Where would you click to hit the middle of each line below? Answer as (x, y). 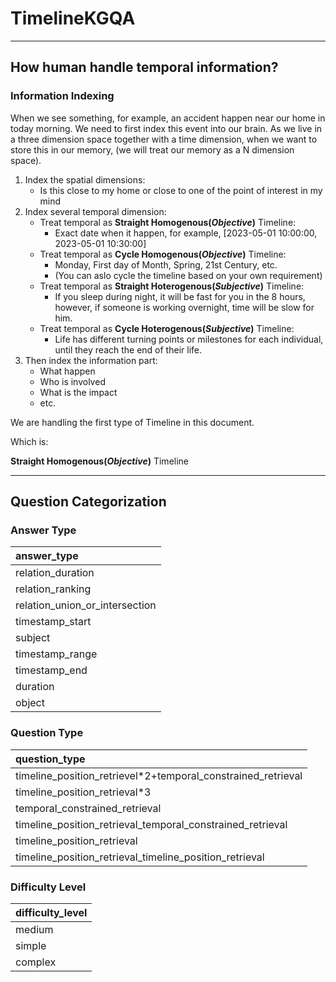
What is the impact (78, 392)
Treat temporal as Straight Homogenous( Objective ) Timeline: (168, 222)
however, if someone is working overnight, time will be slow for (184, 307)
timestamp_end (51, 670)
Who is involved (72, 381)
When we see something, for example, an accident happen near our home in (168, 118)
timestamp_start (53, 622)
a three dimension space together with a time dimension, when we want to (164, 139)
